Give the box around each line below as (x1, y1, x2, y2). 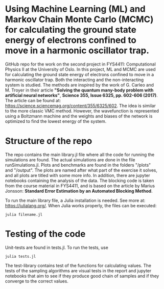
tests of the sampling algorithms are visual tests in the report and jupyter (5, 267, 152, 273)
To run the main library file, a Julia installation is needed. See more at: (5, 197, 146, 203)
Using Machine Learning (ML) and (5, 3, 146, 15)
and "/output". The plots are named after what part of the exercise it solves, (5, 167, 158, 173)
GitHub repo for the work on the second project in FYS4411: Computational (5, 61, 156, 67)
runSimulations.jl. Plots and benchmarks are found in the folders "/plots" (5, 162, 151, 168)
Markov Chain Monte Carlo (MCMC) (5, 14, 154, 25)
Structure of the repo (5, 135, 92, 147)
